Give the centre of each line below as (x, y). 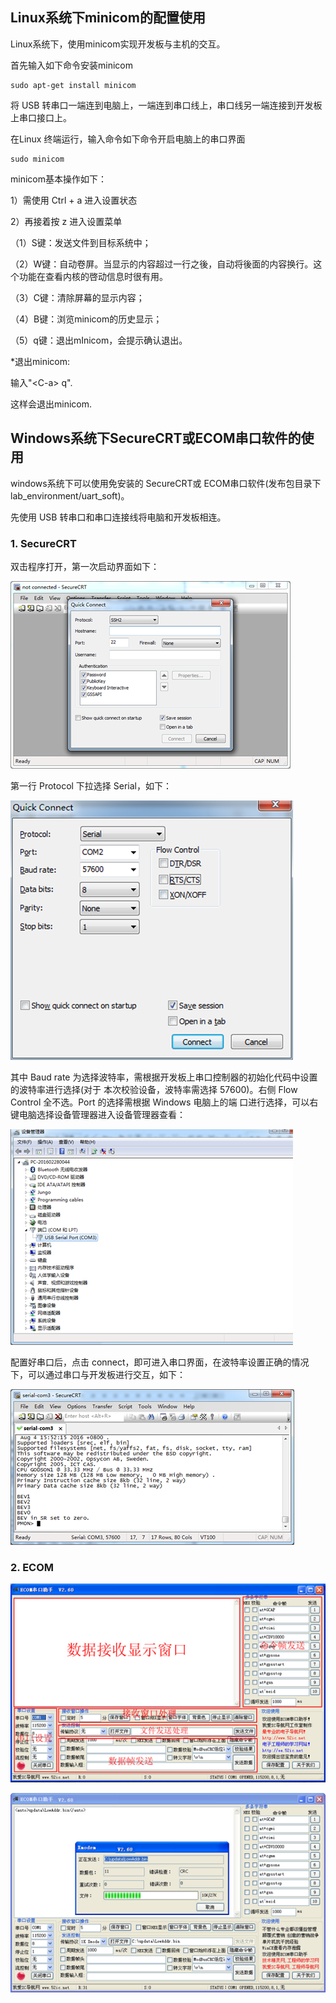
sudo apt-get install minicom (73, 85)
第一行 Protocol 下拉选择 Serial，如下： (91, 785)
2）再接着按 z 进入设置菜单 (66, 221)
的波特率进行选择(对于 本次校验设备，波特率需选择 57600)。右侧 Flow (154, 1089)
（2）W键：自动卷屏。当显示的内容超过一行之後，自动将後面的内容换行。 (162, 264)
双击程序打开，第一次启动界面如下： (85, 566)
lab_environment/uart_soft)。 (70, 495)
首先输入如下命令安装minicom (71, 65)
